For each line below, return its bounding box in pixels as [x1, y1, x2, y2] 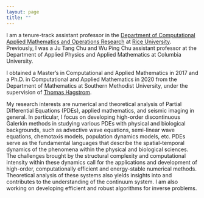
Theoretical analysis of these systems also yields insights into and [6, 171, 172, 179]
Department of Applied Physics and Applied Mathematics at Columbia [6, 51, 181, 58]
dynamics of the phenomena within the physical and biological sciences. [6, 146, 189, 153]
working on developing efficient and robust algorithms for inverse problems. [6, 184, 197, 192]
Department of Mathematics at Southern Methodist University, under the [6, 82, 188, 89]
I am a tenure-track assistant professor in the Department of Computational [6, 31, 196, 38]
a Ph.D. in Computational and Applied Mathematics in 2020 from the [6, 76, 178, 83]
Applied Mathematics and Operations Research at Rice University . [6, 38, 172, 45]
